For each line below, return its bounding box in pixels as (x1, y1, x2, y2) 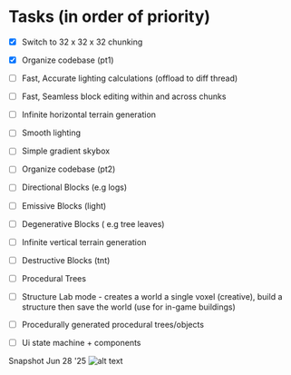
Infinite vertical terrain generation (21, 236, 147, 247)
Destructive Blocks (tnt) (21, 254, 111, 265)
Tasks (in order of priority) (8, 6, 210, 27)
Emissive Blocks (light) (21, 200, 107, 211)
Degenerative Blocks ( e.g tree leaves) (21, 218, 165, 229)
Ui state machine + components (21, 337, 141, 348)
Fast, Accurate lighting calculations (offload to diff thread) (21, 73, 238, 84)
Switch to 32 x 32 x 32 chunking (21, 36, 143, 47)
